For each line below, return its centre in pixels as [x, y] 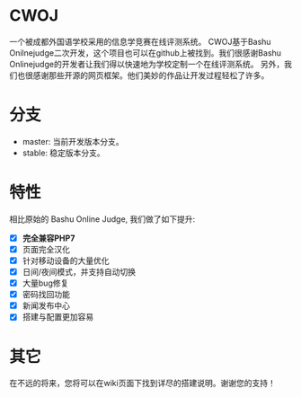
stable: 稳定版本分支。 [63, 153]
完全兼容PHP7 [49, 238]
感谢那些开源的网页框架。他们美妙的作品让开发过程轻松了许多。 [151, 75]
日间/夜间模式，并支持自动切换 [79, 272]
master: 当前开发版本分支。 [73, 141]
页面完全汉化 [46, 249]
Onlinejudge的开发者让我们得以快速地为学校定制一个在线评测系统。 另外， [147, 64]
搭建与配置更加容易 [58, 317]
